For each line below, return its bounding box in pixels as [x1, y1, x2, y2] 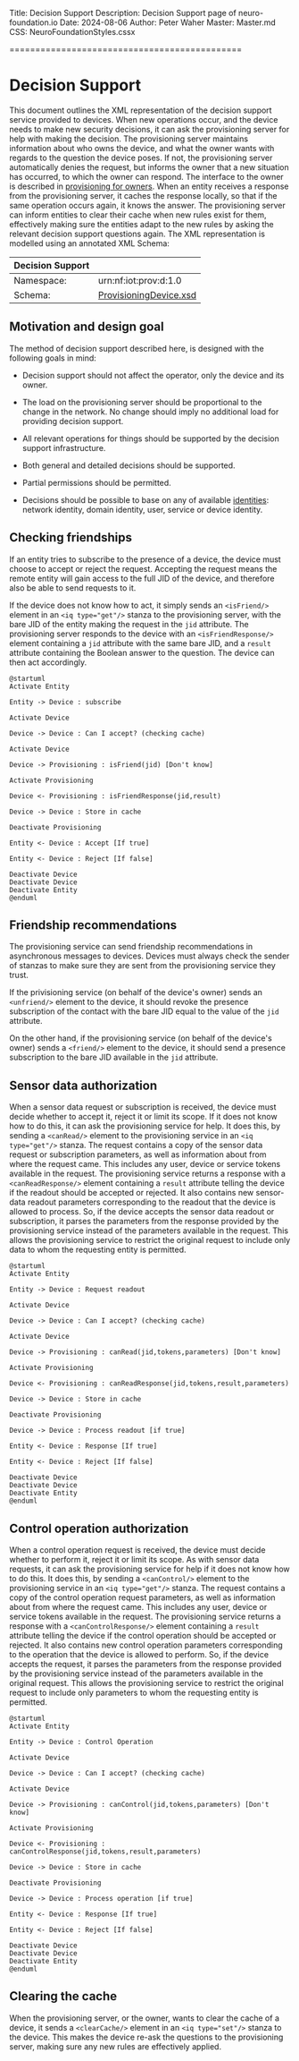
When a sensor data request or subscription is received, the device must [9, 1102, 277, 1112]
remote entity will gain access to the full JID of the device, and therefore [9, 573, 275, 583]
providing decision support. [21, 415, 124, 426]
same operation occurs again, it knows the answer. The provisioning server [9, 200, 286, 210]
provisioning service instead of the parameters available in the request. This [9, 1225, 288, 1236]
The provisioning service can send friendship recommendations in [9, 941, 253, 952]
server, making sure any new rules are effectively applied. [9, 2040, 221, 2052]
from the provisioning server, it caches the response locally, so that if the [9, 190, 278, 200]
